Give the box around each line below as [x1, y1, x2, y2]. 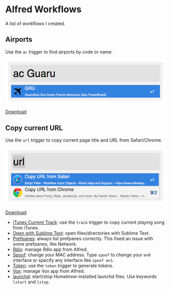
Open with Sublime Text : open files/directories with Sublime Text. [12, 230, 150, 236]
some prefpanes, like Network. [12, 241, 77, 247]
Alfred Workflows [5, 4, 82, 15]
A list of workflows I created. [5, 20, 66, 27]
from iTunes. [12, 225, 40, 231]
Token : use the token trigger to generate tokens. [12, 262, 114, 269]
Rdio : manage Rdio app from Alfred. [12, 246, 88, 253]
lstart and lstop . [12, 279, 50, 285]
